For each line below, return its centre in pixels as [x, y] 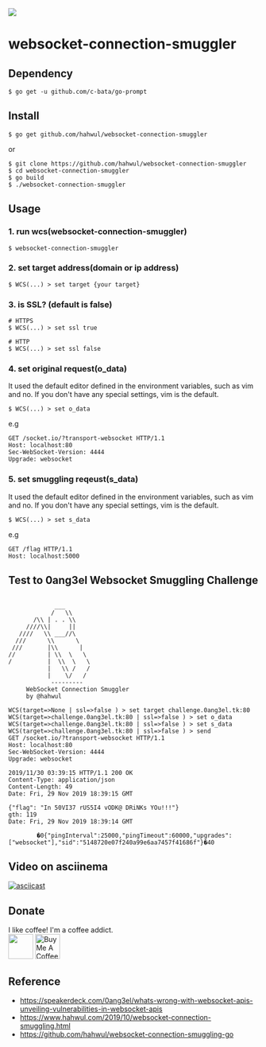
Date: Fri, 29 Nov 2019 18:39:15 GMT [71, 794]
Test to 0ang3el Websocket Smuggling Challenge [133, 580]
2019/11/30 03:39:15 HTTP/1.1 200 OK [71, 773]
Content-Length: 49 [40, 787]
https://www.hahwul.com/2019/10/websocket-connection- [116, 1017]
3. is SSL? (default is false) [60, 304]
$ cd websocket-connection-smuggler [69, 170]
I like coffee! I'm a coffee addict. [61, 930]
